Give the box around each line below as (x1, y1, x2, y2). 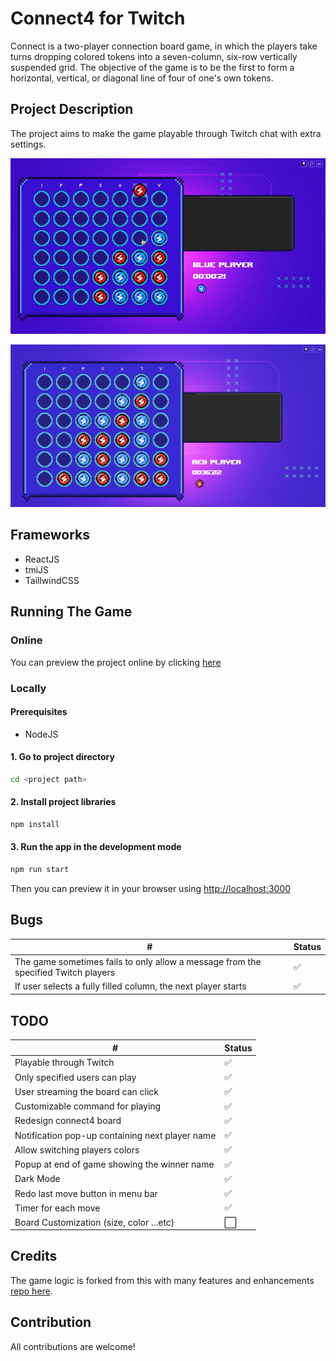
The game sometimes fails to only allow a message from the (14, 955, 262, 967)
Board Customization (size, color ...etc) (14, 1216, 175, 1228)
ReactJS (24, 553, 60, 565)
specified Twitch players (14, 966, 116, 978)
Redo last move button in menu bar (14, 1187, 158, 1199)
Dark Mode (14, 1173, 61, 1185)
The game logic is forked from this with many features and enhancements (10, 1274, 315, 1286)
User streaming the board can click (14, 1085, 160, 1097)
